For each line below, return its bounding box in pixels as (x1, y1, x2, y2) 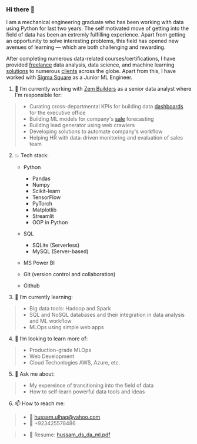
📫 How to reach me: (14, 400, 65, 407)
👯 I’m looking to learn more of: (14, 335, 88, 342)
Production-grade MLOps (29, 347, 92, 354)
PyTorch (32, 200, 53, 207)
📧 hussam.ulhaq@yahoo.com (29, 413, 101, 420)
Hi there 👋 (6, 5, 35, 14)
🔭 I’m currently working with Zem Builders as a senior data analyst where (14, 85, 192, 92)
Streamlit (32, 213, 54, 220)
